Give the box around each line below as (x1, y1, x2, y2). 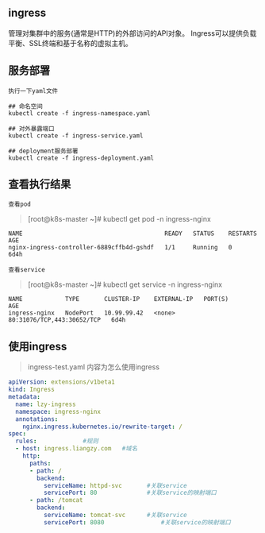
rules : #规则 (15, 437, 99, 446)
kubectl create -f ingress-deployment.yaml (8, 154, 155, 162)
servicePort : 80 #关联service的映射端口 (43, 489, 217, 497)
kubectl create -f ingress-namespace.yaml (8, 109, 151, 118)
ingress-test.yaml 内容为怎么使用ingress (27, 362, 160, 372)
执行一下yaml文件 (8, 87, 58, 95)
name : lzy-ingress (15, 400, 77, 408)
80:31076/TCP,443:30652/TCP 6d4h (8, 316, 126, 324)
